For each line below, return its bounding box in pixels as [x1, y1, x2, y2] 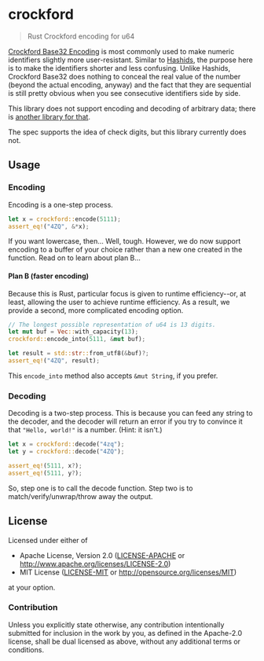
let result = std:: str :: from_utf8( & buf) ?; [8, 350, 149, 358]
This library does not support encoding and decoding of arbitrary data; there [8, 104, 256, 113]
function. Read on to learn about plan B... [8, 253, 141, 263]
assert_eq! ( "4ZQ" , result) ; [8, 357, 101, 365]
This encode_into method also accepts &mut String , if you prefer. [8, 371, 218, 380]
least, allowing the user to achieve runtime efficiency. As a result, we [8, 297, 230, 307]
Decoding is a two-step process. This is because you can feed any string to [8, 409, 253, 418]
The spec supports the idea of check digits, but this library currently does [8, 127, 247, 137]
